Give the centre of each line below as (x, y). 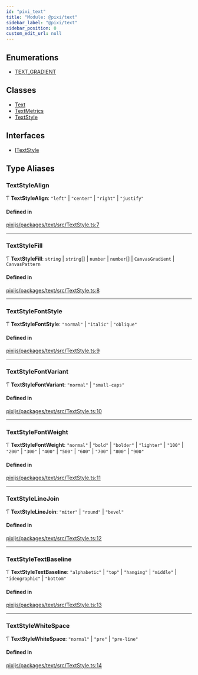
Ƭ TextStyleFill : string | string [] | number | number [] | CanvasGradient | (90, 258)
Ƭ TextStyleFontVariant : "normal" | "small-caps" (65, 384)
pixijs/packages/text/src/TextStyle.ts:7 (53, 225)
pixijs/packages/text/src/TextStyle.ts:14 (54, 665)
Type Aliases (30, 168)
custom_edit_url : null (34, 34)
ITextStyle (27, 150)
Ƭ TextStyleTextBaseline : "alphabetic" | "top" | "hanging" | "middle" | (91, 572)
